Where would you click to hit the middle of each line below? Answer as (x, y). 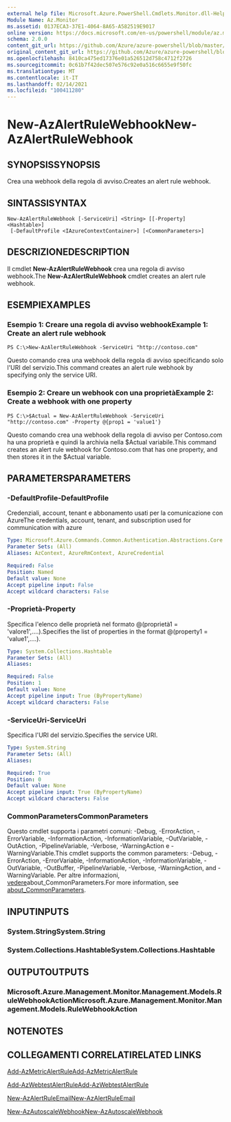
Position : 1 (24, 683)
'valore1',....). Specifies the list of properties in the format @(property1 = (108, 631)
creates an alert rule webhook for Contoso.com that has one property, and (112, 449)
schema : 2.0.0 (27, 39)
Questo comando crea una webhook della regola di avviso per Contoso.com (115, 435)
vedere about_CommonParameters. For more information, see (93, 883)
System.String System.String (56, 931)
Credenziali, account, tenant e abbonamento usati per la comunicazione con (115, 513)
